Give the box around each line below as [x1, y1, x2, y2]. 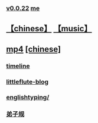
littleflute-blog [6, 78, 49, 86]
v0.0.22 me [6, 4, 40, 12]
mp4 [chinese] [6, 44, 61, 54]
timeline [6, 62, 30, 70]
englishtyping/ [6, 93, 50, 101]
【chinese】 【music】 [6, 24, 93, 34]
